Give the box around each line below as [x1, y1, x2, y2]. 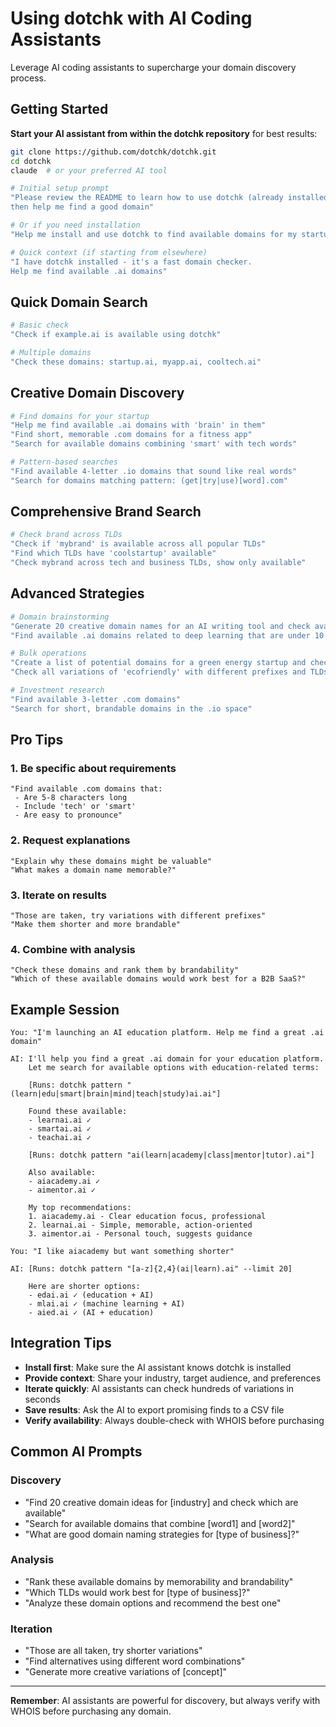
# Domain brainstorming [10, 612, 110, 622]
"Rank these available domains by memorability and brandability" [24, 1575, 294, 1587]
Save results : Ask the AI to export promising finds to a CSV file [24, 1403, 285, 1416]
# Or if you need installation [10, 220, 141, 230]
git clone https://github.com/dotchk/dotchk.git [10, 147, 217, 157]
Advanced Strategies [10, 585, 145, 602]
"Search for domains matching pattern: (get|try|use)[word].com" [10, 475, 288, 486]
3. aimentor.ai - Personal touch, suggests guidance [28, 1229, 253, 1239]
